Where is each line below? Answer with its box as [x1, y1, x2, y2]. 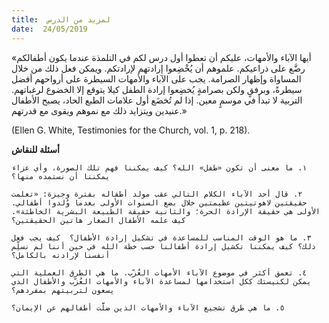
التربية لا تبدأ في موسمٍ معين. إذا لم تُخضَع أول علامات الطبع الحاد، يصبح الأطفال [11, 94, 303, 106]
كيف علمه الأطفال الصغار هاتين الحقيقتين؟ [11, 215, 187, 225]
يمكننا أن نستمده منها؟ [11, 171, 111, 181]
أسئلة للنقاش [11, 143, 60, 155]
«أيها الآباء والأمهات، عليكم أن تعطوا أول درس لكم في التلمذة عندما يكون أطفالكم [11, 51, 312, 63]
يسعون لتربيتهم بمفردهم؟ [11, 285, 115, 295]
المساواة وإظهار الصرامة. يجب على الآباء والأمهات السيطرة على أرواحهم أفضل [11, 72, 302, 85]
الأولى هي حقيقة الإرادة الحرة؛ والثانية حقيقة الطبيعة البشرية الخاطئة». [11, 206, 321, 216]
